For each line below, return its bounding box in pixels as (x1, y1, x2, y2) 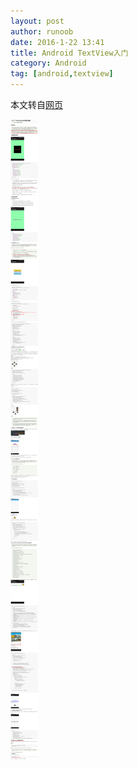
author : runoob (10, 26, 74, 37)
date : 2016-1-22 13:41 (10, 37, 105, 47)
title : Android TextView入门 (10, 48, 129, 58)
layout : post (10, 16, 65, 26)
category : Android (10, 58, 87, 69)
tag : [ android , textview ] (10, 69, 114, 79)
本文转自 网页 (10, 99, 63, 110)
